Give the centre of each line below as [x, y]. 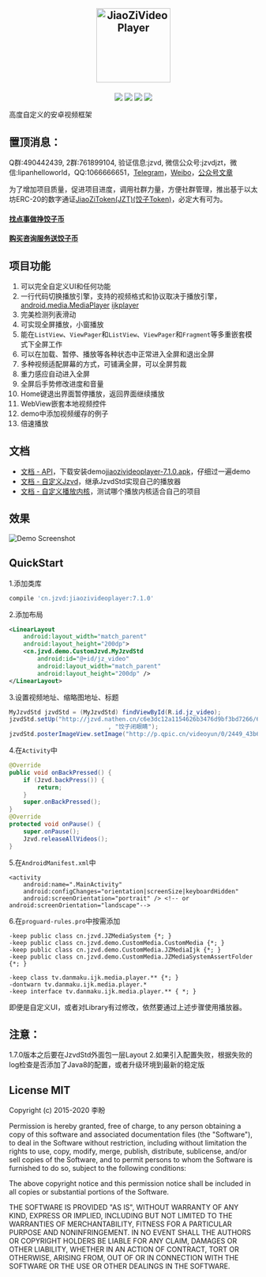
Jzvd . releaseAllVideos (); [66, 839]
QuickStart [36, 563]
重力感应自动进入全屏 [55, 374]
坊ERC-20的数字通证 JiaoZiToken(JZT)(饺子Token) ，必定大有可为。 [118, 200]
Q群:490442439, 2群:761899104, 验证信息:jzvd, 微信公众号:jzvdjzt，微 [123, 162]
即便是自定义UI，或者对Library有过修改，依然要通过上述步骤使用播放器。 [128, 1007]
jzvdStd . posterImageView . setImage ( [67, 734]
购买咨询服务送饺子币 [43, 238]
